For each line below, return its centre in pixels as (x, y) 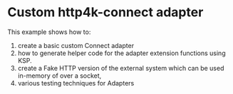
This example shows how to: (49, 32)
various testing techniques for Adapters (76, 83)
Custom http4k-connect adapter (105, 12)
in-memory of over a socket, (59, 76)
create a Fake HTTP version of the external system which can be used (121, 68)
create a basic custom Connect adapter (76, 45)
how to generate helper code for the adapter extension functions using (121, 53)
